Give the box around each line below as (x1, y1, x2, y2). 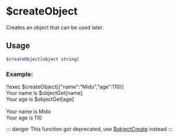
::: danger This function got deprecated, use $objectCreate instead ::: (6, 125, 173, 132)
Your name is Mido (6, 108, 51, 115)
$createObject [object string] (6, 56, 80, 62)
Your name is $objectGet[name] (6, 89, 83, 96)
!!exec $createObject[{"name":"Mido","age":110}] (6, 83, 124, 90)
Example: (6, 70, 33, 78)
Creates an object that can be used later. (6, 24, 104, 31)
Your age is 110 (6, 114, 42, 121)
